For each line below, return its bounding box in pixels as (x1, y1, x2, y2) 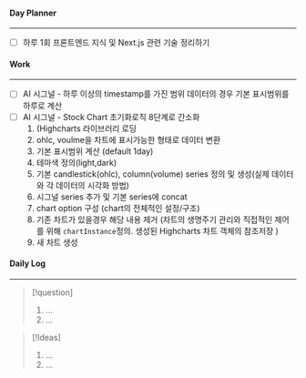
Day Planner (9, 7, 57, 18)
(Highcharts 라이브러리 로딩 (36, 123, 137, 134)
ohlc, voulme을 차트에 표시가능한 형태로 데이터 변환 (36, 134, 221, 145)
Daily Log (9, 258, 46, 269)
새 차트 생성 (36, 237, 78, 248)
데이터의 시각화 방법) (56, 179, 130, 190)
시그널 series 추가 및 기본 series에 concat (36, 191, 189, 202)
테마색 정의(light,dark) (36, 157, 117, 168)
